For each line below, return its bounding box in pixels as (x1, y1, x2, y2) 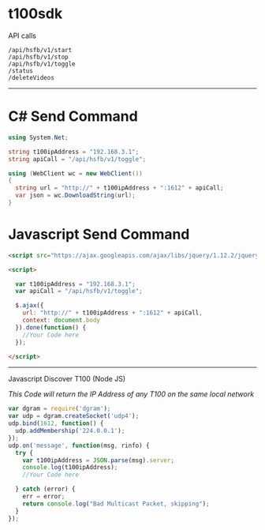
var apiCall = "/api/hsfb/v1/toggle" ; (15, 288, 144, 295)
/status (8, 66, 34, 75)
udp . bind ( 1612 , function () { (8, 419, 104, 427)
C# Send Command (8, 107, 138, 126)
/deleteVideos (8, 73, 55, 81)
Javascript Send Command (8, 226, 190, 243)
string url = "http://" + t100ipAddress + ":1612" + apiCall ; (15, 184, 224, 192)
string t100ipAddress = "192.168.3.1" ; (8, 148, 140, 156)
